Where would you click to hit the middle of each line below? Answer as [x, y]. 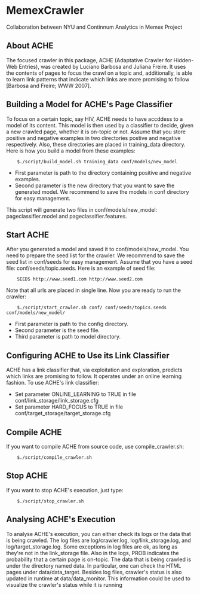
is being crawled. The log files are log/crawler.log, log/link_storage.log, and [99, 540]
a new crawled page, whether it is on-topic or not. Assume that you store [96, 132]
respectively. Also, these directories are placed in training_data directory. [96, 144]
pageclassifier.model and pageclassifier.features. [67, 216]
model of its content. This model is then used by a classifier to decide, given [100, 125]
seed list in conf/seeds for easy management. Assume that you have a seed [99, 262]
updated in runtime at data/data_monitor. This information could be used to [99, 578]
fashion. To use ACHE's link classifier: [53, 383]
